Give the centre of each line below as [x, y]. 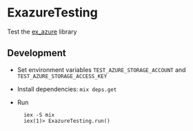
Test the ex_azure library [42, 32]
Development [37, 53]
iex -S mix [39, 115]
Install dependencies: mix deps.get [67, 89]
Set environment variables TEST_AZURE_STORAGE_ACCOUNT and [101, 69]
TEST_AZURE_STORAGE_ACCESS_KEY [62, 76]
